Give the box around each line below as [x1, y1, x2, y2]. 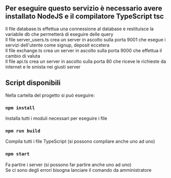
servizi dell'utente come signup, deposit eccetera [5, 42, 110, 48]
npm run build [5, 128, 40, 133]
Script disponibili [5, 79, 61, 87]
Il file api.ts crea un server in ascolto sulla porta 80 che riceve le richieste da [5, 58, 166, 64]
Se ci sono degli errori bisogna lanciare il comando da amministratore [5, 167, 152, 173]
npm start [5, 151, 30, 157]
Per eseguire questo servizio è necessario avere [5, 4, 162, 13]
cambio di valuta [5, 53, 40, 59]
